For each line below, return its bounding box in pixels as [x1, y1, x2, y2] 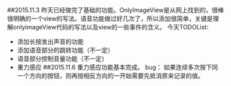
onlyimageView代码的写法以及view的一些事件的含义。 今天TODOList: [12, 23, 208, 31]
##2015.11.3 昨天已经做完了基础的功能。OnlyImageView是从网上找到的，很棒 [7, 6, 224, 14]
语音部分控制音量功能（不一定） [16, 55, 108, 63]
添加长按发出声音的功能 [16, 38, 84, 46]
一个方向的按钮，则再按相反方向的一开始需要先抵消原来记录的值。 [16, 72, 204, 80]
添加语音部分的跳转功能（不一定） [16, 46, 114, 54]
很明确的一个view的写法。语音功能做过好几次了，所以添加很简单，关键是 [7, 14, 213, 23]
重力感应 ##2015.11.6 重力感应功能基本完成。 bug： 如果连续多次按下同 [16, 63, 219, 71]
